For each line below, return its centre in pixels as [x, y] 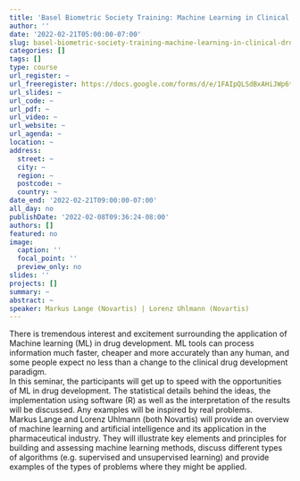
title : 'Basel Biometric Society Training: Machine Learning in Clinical [150, 17]
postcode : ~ [40, 184]
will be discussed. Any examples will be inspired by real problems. [131, 410]
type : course [33, 68]
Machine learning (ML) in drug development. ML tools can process [132, 343]
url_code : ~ [31, 101]
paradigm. [28, 372]
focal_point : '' [47, 259]
